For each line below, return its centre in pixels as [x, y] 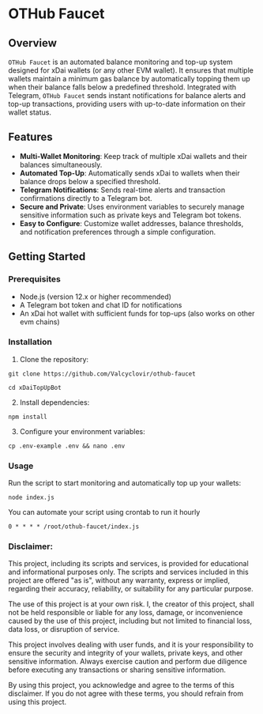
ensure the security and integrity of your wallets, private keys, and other [126, 653]
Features [30, 137]
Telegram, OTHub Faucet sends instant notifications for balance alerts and [127, 95]
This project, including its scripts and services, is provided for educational [128, 564]
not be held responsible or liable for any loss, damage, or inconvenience [126, 613]
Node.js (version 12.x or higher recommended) [96, 297]
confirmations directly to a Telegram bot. [86, 198]
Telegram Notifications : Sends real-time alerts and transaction [122, 190]
